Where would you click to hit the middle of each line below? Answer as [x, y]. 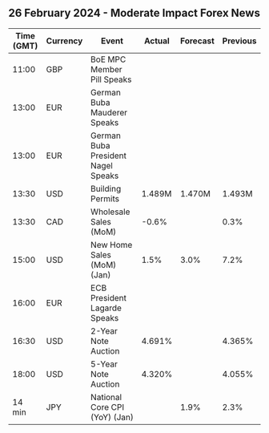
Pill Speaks [111, 79]
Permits [105, 198]
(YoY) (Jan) [112, 417]
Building [106, 188]
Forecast [197, 41]
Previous [239, 41]
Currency [64, 41]
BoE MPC [108, 59]
